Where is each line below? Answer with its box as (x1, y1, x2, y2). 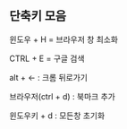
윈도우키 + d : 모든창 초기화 (9, 110, 106, 121)
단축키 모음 (9, 8, 67, 24)
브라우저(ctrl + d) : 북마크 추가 (9, 90, 116, 101)
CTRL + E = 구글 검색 (9, 53, 85, 64)
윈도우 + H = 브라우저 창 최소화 (9, 34, 119, 45)
